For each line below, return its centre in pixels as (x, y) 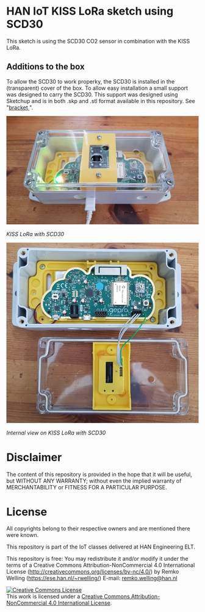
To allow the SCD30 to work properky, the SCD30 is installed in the (91, 81)
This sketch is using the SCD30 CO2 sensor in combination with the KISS (98, 41)
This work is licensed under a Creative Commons (68, 597)
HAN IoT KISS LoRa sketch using (90, 11)
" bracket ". (20, 107)
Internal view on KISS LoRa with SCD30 (56, 433)
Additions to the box (45, 67)
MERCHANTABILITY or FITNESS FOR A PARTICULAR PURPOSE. (87, 487)
